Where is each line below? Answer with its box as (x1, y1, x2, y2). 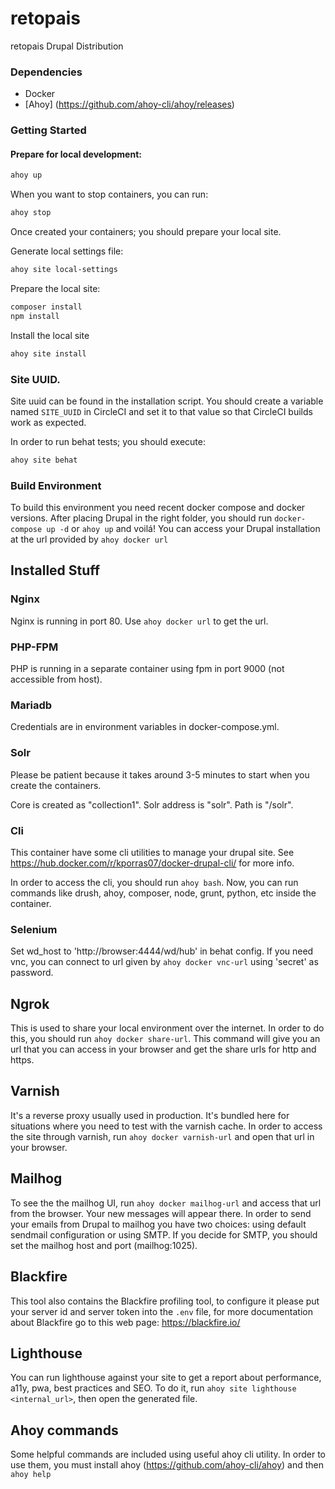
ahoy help (10, 1470, 52, 1480)
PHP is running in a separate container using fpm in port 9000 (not (10, 663, 285, 675)
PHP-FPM (10, 640, 59, 654)
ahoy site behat (10, 455, 78, 465)
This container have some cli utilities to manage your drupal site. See (10, 846, 295, 858)
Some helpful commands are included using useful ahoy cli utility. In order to (10, 1448, 326, 1461)
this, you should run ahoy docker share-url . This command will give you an (10, 1033, 321, 1045)
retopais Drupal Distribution (10, 40, 124, 52)
